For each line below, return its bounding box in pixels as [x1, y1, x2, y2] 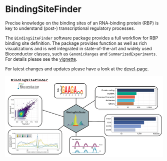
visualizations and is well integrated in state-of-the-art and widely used [5, 45, 152, 51]
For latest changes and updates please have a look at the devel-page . [5, 66, 149, 72]
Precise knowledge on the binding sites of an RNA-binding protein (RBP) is [5, 20, 159, 26]
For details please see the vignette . [5, 56, 77, 62]
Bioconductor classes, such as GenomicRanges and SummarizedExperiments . [5, 51, 157, 57]
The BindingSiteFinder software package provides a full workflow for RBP [5, 35, 158, 41]
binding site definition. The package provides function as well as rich [5, 40, 147, 46]
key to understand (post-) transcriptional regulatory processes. [5, 25, 135, 31]
